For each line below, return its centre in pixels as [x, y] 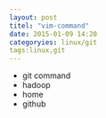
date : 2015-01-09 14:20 [53, 34]
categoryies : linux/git [53, 42]
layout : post [33, 17]
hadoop [36, 85]
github [34, 104]
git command [46, 75]
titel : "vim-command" [49, 26]
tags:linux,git [37, 51]
